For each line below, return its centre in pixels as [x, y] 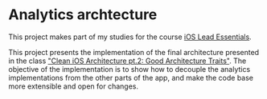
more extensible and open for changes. [74, 86]
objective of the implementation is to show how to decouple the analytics [129, 69]
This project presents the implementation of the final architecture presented [134, 52]
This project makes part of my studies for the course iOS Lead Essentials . [130, 37]
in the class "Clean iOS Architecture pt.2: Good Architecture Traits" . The [127, 61]
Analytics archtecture [83, 15]
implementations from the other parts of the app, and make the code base [131, 77]
